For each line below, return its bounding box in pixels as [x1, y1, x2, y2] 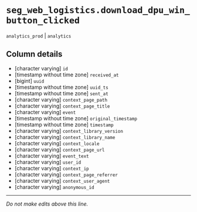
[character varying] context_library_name [14, 133, 116, 140]
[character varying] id [14, 65, 69, 72]
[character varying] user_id [14, 158, 81, 166]
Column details [6, 49, 63, 59]
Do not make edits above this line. [6, 200, 89, 207]
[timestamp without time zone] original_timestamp [14, 115, 138, 122]
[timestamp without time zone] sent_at [14, 90, 108, 97]
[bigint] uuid [14, 77, 45, 84]
